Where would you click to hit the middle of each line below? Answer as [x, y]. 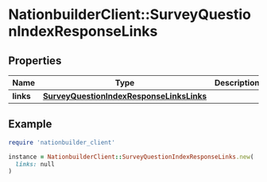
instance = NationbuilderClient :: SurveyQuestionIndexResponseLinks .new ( [131, 157]
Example [30, 124]
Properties [35, 61]
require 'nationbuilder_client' [62, 142]
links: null [35, 164]
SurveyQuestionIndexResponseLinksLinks [125, 96]
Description [237, 83]
